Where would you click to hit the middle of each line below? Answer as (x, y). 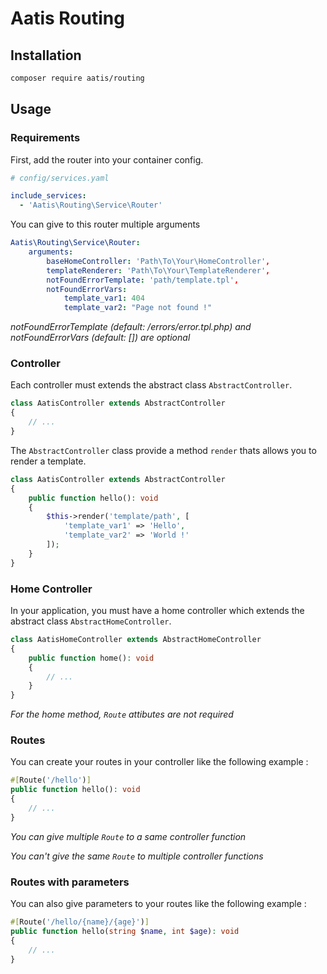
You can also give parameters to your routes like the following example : (158, 904)
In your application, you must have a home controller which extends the (157, 611)
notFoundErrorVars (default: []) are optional (100, 338)
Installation (46, 55)
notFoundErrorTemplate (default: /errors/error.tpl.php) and (131, 327)
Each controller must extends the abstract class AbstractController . (151, 385)
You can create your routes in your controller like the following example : (159, 762)
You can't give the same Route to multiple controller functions (137, 856)
